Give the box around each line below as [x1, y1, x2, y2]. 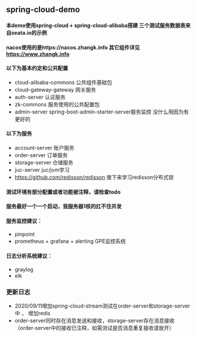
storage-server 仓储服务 [14, 159, 74, 166]
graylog [14, 266, 34, 273]
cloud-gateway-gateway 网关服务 [14, 86, 96, 93]
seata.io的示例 [11, 29, 47, 36]
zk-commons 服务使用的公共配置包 [14, 101, 100, 108]
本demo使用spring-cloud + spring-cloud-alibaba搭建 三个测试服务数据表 [6, 22, 186, 29]
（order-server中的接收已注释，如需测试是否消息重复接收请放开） [14, 324, 175, 331]
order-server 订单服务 [14, 151, 68, 158]
